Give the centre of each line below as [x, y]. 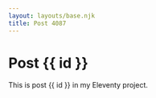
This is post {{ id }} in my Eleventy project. [78, 85]
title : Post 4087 [37, 23]
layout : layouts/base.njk [51, 16]
